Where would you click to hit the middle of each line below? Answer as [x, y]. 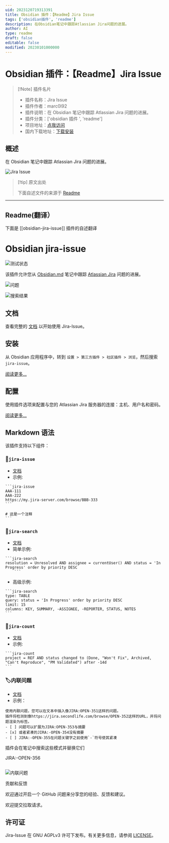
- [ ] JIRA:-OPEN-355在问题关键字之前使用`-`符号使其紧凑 [61, 737]
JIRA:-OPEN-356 [23, 758]
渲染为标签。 [20, 722]
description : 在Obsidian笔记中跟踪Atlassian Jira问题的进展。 [67, 24]
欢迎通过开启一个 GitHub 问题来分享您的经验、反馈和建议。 [67, 794]
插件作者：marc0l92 [46, 106]
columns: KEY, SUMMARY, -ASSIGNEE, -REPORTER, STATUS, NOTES [71, 609]
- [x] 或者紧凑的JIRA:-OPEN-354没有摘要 [45, 732]
